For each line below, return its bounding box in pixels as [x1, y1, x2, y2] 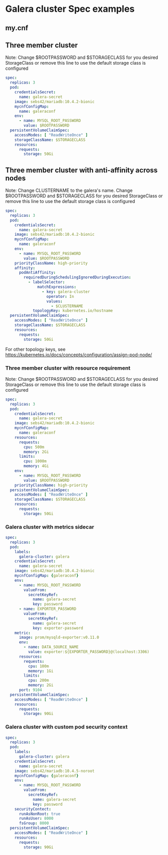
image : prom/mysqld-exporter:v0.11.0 [18, 635, 100, 640]
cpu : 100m [28, 663, 50, 669]
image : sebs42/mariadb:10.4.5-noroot [14, 768, 95, 773]
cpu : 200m [28, 678, 50, 683]
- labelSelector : [28, 280, 65, 285]
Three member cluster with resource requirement [5, 364, 131, 372]
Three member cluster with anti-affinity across [5, 166, 158, 174]
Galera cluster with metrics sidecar [5, 523, 94, 531]
